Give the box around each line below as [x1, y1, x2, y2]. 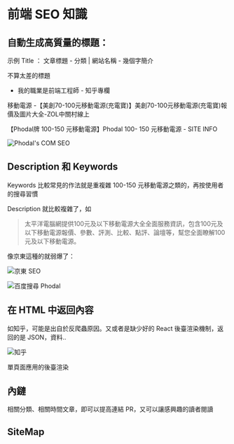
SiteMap [7, 426, 45, 438]
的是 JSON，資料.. [13, 332, 67, 341]
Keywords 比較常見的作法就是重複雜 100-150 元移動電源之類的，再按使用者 [7, 180, 224, 189]
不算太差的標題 [7, 72, 50, 79]
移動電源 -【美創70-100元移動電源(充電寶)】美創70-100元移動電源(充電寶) [7, 101, 221, 109]
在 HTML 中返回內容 [7, 304, 95, 316]
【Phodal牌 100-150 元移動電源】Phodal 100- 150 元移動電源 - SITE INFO [7, 125, 218, 133]
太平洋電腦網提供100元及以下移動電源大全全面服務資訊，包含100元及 [24, 219, 223, 228]
